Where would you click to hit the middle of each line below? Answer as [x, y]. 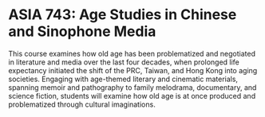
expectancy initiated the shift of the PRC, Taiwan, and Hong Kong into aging [133, 70]
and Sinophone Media [82, 31]
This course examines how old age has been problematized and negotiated [132, 53]
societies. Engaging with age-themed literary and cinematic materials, [123, 79]
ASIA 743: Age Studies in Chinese [123, 15]
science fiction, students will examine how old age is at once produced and [132, 96]
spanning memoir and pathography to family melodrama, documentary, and [132, 87]
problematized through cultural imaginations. [82, 104]
